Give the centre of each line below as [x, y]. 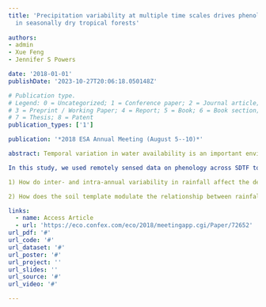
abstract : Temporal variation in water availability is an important [125, 153]
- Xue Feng [26, 52]
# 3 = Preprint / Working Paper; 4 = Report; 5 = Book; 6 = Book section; [134, 110]
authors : [23, 38]
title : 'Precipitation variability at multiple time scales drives [122, 15]
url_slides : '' [33, 270]
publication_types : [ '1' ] [51, 125]
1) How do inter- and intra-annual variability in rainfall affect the [129, 182]
